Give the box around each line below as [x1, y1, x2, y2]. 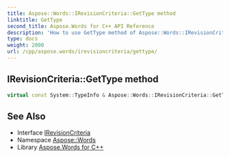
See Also [7, 110, 46, 122]
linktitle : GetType [7, 16, 63, 23]
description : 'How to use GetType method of [7, 29, 136, 36]
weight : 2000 [7, 42, 44, 49]
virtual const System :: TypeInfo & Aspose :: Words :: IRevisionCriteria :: [7, 92, 213, 98]
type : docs [7, 36, 38, 42]
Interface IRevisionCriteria [16, 129, 91, 137]
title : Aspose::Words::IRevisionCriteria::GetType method [7, 10, 176, 17]
